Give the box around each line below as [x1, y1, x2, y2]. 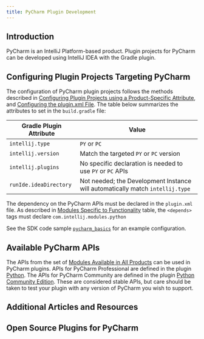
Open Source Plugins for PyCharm [6, 323, 138, 333]
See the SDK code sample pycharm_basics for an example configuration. [6, 225, 186, 232]
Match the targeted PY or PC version [80, 150, 180, 158]
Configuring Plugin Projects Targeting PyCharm [6, 71, 191, 82]
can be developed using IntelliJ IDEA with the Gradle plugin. [6, 54, 156, 61]
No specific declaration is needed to [80, 159, 183, 168]
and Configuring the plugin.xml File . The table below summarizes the [6, 101, 179, 108]
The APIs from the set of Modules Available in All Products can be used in [6, 259, 191, 266]
